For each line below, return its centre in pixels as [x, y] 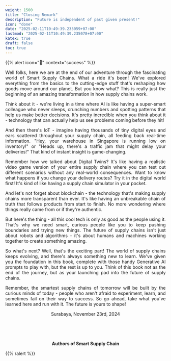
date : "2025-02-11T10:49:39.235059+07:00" [51, 29]
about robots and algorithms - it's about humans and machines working [85, 236]
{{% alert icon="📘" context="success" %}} [50, 62]
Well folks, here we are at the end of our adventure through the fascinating [85, 72]
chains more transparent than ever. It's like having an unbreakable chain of [85, 198]
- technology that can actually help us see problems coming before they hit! [85, 120]
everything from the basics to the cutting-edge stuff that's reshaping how [85, 83]
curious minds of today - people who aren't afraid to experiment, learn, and [85, 293]
